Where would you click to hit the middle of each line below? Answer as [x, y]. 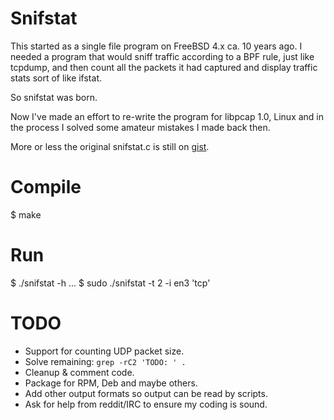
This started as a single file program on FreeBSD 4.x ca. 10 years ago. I [156, 46]
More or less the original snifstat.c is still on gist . [110, 146]
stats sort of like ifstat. [56, 78]
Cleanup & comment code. [79, 372]
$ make [26, 214]
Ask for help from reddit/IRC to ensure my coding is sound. [146, 404]
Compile [46, 187]
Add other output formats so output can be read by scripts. [146, 393]
